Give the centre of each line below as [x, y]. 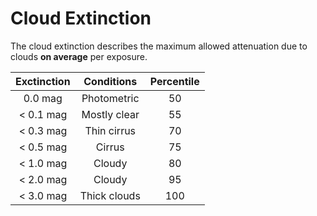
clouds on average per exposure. [79, 56]
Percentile [174, 81]
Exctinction [43, 81]
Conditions [110, 81]
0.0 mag [43, 98]
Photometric [110, 98]
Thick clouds [110, 195]
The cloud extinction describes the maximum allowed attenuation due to [159, 46]
